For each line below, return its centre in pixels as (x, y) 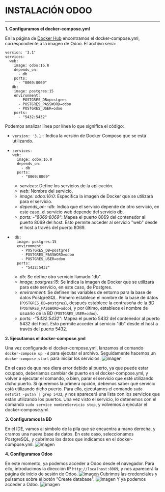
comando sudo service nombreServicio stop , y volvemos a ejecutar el (76, 404)
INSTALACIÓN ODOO (49, 11)
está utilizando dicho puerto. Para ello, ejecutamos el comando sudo (74, 389)
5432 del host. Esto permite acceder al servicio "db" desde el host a (89, 323)
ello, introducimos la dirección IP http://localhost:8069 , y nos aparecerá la (82, 468)
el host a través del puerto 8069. (53, 227)
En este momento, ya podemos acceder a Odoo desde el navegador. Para (80, 463)
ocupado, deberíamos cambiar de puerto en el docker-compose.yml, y (77, 373)
